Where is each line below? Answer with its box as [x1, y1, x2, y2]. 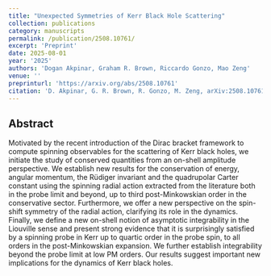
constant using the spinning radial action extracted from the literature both [8, 181, 256, 190]
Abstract [8, 116, 54, 130]
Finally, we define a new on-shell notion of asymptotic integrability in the [8, 215, 250, 225]
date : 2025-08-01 [8, 49, 67, 57]
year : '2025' [8, 57, 52, 65]
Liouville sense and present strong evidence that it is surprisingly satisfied [8, 224, 255, 234]
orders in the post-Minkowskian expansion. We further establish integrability [8, 241, 262, 251]
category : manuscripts [8, 27, 85, 35]
